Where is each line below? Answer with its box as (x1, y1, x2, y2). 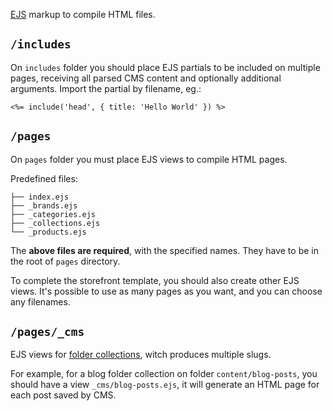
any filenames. (10, 295, 71, 308)
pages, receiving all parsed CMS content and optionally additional (10, 72, 282, 84)
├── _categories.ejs (10, 209, 97, 219)
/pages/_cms (10, 325, 85, 339)
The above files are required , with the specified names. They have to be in (10, 244, 319, 256)
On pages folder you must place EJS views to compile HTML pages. (10, 153, 288, 165)
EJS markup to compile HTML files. (10, 9, 156, 20)
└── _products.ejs (10, 227, 87, 237)
